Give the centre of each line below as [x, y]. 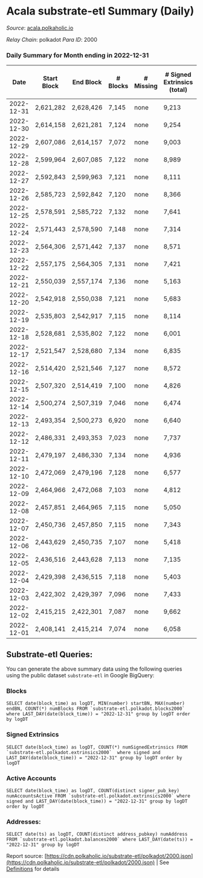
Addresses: [24, 822]
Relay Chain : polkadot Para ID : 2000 [52, 39]
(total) [178, 90]
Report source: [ [27, 856]
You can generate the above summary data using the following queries [94, 669]
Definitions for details [33, 869]
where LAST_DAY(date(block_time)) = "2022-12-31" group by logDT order [98, 714]
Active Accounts [31, 778]
